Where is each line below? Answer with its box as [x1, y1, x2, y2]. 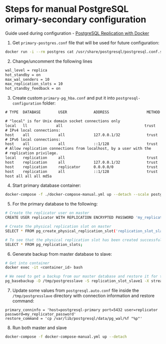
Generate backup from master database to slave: [12, 251, 112, 257]
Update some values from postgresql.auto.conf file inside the [12, 287, 139, 294]
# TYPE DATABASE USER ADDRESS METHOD [5, 110, 161, 115]
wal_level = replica [5, 68, 48, 72]
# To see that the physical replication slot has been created [5, 238, 138, 242]
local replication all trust [5, 155, 158, 161]
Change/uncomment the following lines [12, 58, 92, 64]
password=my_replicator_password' [5, 312, 77, 317]
